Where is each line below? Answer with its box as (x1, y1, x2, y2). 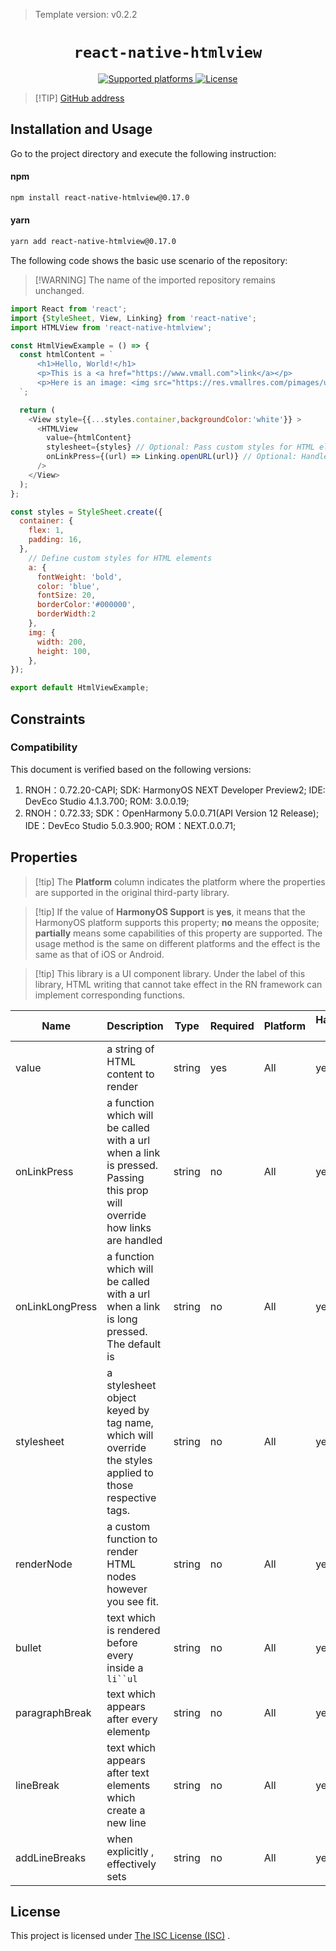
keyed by (106, 1403, 150, 1417)
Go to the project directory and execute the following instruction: (10, 147, 277, 159)
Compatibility (10, 740, 78, 754)
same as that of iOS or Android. (34, 948, 165, 960)
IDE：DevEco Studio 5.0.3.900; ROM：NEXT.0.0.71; (24, 819, 237, 831)
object (106, 1390, 137, 1404)
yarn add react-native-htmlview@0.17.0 (10, 237, 177, 247)
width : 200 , (36, 637, 87, 647)
